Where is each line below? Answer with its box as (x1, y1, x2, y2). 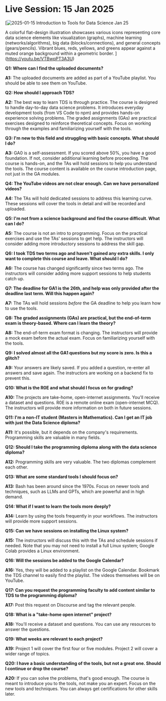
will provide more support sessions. (5, 518, 78, 524)
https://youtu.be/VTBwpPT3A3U (6, 55, 73, 61)
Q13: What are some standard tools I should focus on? (5, 474, 119, 480)
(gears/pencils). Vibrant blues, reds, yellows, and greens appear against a (5, 45, 156, 51)
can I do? (5, 220, 25, 226)
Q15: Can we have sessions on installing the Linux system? (5, 527, 128, 533)
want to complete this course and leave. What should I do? (5, 256, 128, 262)
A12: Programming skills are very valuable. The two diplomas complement (5, 459, 156, 465)
